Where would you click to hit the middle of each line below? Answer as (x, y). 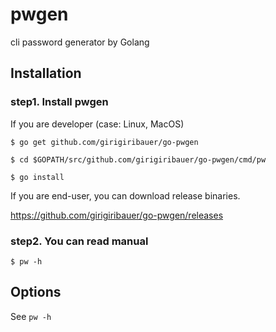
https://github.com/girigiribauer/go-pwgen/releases (117, 215)
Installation (46, 73)
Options (36, 292)
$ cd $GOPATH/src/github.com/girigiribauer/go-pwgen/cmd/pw (138, 159)
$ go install (37, 177)
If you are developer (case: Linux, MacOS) (97, 124)
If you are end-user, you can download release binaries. (125, 195)
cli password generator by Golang (80, 42)
